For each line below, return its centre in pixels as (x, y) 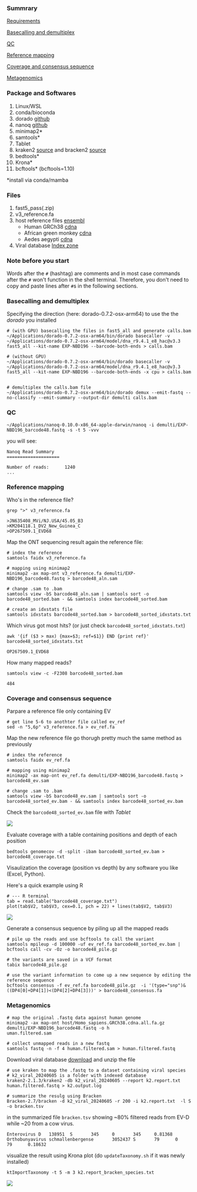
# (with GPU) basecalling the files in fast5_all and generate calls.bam (99, 331)
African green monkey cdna (58, 233)
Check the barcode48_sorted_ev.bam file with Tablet (69, 812)
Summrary (22, 8)
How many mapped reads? (39, 663)
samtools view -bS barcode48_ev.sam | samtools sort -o (76, 796)
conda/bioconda (35, 112)
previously (19, 744)
